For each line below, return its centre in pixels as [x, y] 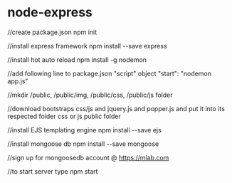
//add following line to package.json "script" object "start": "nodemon [110, 73]
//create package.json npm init [52, 32]
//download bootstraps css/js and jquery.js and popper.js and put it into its [116, 108]
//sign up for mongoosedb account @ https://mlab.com [88, 157]
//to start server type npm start [53, 171]
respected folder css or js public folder [64, 116]
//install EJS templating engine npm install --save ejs [84, 130]
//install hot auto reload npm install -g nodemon [77, 59]
